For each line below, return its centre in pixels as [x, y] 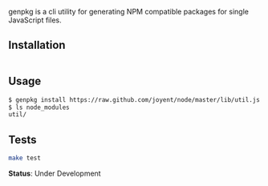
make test [25, 158]
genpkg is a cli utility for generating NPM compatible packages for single [128, 12]
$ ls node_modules [39, 107]
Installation [37, 45]
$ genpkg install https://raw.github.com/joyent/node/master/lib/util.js [134, 99]
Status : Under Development [55, 173]
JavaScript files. [35, 20]
